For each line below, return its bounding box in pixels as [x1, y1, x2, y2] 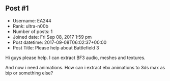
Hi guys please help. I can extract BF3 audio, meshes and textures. [5, 55, 146, 61]
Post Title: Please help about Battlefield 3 [12, 44, 99, 50]
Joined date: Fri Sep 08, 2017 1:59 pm [12, 34, 92, 40]
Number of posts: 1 [12, 28, 53, 35]
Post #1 [5, 4, 29, 13]
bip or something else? [5, 70, 53, 76]
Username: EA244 [12, 17, 52, 23]
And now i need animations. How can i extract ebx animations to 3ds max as [5, 64, 165, 70]
